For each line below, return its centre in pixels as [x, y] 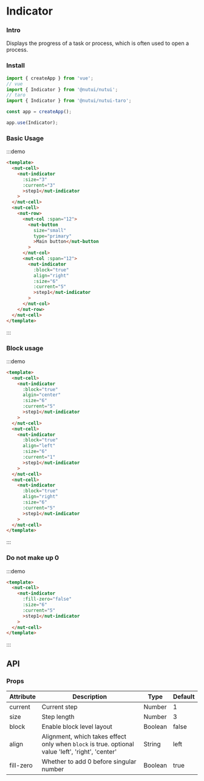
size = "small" [50, 230]
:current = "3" [39, 185]
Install [16, 66]
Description [90, 697]
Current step [59, 707]
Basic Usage [25, 138]
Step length [58, 717]
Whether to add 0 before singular [89, 762]
